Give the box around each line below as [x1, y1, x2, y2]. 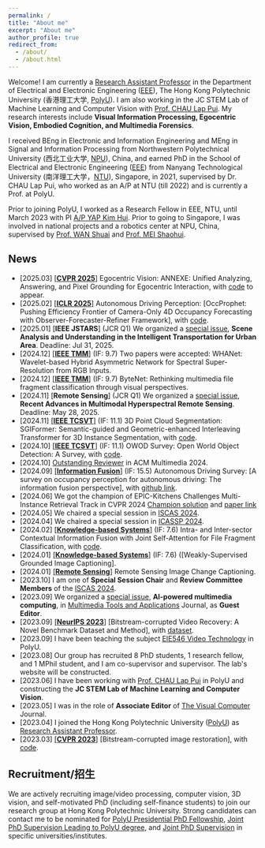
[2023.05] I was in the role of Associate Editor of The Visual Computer [19, 700, 251, 710]
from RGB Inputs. [55, 365, 112, 375]
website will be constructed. [19, 667, 112, 677]
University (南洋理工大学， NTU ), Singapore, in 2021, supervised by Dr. [8, 171, 237, 181]
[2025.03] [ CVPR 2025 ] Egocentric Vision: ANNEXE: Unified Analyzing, [19, 273, 252, 282]
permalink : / [8, 11, 51, 20]
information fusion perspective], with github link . [19, 483, 177, 492]
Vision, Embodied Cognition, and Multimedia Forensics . [8, 120, 195, 130]
